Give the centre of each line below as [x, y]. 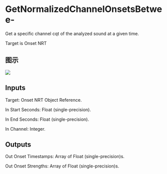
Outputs [18, 144]
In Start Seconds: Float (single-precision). [48, 109]
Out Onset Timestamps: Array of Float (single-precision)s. [65, 157]
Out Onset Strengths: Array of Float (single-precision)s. [62, 166]
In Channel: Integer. [25, 129]
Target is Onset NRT [26, 43]
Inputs [15, 88]
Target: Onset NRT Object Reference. [43, 100]
